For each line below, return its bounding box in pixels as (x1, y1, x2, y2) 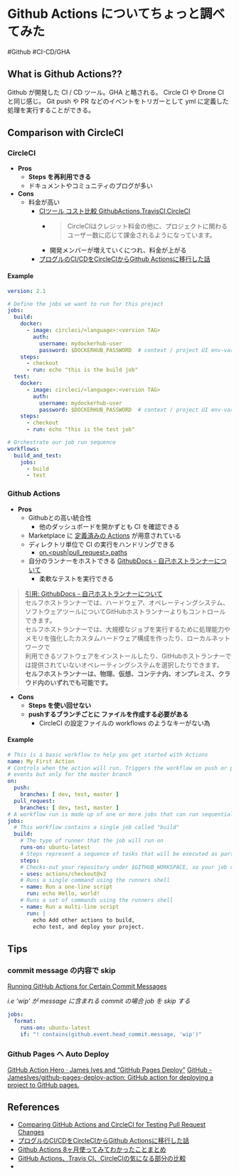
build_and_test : (14, 452, 62, 459)
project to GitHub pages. (7, 1080, 80, 1089)
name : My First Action (7, 757, 75, 765)
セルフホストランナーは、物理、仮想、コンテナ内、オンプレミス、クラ (24, 669, 231, 678)
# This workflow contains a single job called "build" (14, 824, 180, 831)
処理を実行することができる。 (7, 105, 95, 114)
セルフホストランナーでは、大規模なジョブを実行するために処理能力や (24, 624, 230, 633)
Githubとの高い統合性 (28, 513, 92, 522)
